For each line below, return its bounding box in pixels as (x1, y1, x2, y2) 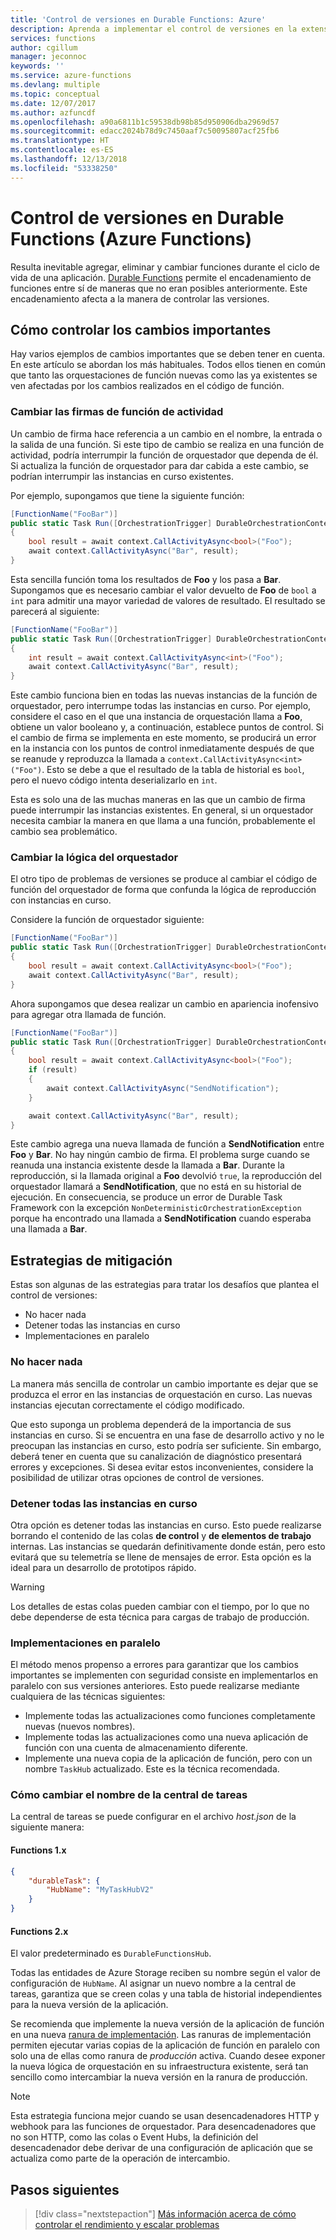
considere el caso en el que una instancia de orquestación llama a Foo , (10, 711, 303, 723)
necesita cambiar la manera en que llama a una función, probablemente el (10, 815, 316, 827)
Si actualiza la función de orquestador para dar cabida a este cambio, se (10, 459, 309, 471)
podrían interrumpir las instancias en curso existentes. (10, 470, 234, 482)
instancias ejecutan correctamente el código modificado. (10, 1399, 245, 1411)
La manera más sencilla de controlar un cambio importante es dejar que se (10, 1377, 319, 1390)
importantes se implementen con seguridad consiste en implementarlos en (10, 1669, 319, 1681)
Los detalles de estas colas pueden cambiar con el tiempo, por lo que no (10, 1600, 310, 1612)
